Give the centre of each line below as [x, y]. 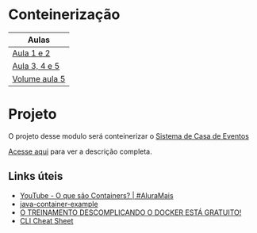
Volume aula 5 [39, 78]
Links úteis [36, 176]
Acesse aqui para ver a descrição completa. [80, 151]
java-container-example [59, 204]
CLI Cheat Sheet [46, 220]
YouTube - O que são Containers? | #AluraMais [96, 195]
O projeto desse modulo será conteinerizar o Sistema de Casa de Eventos [129, 136]
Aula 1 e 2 [31, 53]
